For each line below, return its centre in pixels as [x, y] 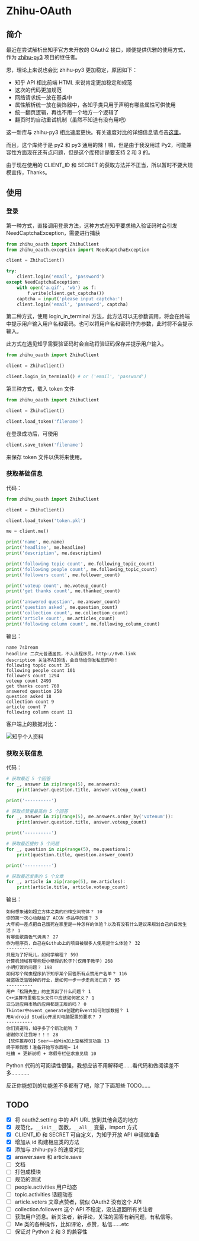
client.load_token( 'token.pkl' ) [46, 521]
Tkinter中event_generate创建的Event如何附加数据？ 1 [68, 1011]
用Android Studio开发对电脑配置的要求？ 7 [54, 1017]
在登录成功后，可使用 [32, 433]
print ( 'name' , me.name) [36, 542]
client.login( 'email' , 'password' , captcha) [73, 304]
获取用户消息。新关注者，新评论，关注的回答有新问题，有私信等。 [95, 1217]
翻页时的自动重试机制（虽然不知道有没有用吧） [72, 120]
